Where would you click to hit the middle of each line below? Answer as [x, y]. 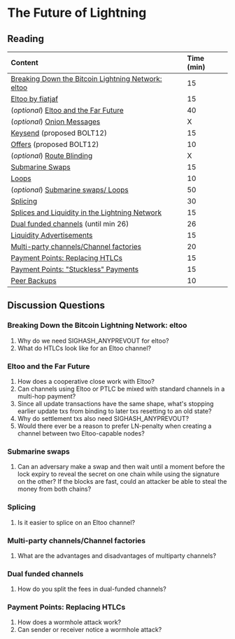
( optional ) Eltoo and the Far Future [67, 110]
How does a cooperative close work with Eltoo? [86, 381]
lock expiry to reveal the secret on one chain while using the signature [119, 474]
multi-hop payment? [47, 396]
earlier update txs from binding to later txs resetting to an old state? [114, 411]
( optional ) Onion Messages [56, 122]
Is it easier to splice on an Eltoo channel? [76, 522]
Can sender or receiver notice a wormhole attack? [90, 630]
